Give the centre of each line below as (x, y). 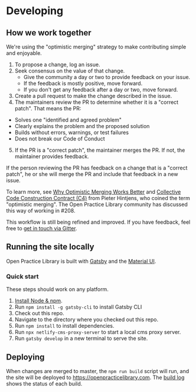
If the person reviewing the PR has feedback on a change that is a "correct (97, 168)
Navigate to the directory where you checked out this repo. (86, 319)
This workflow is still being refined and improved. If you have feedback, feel (98, 222)
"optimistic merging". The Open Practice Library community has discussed (97, 204)
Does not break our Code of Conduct (60, 139)
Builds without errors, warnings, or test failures (71, 132)
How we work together (49, 33)
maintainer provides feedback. (52, 156)
